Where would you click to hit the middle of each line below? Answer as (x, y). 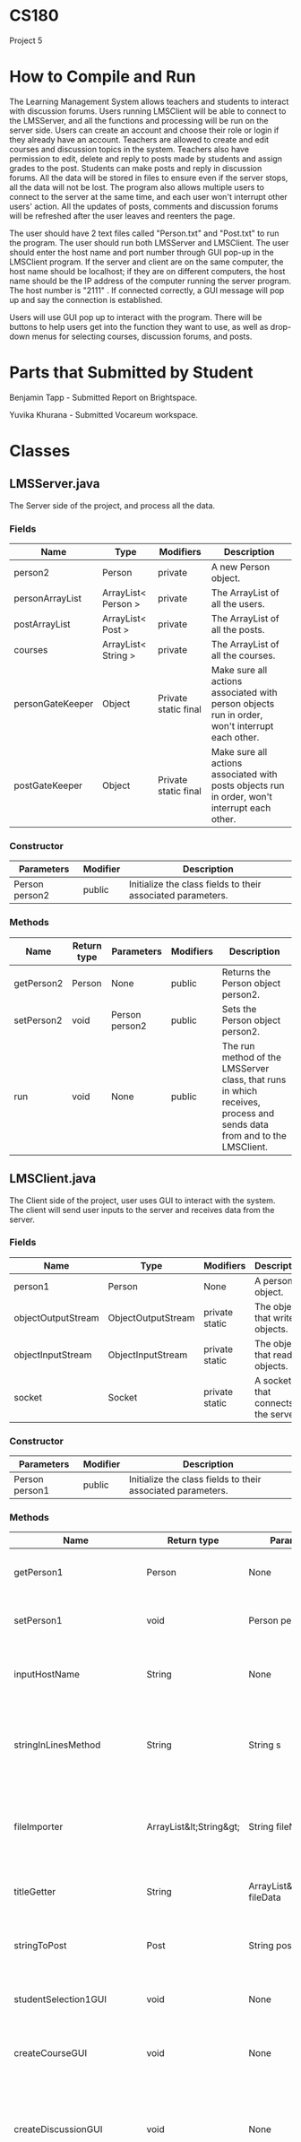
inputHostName (47, 1675)
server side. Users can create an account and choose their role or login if (144, 130)
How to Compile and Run (103, 77)
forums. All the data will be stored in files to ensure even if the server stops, (149, 178)
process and (248, 1113)
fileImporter (39, 1827)
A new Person (241, 568)
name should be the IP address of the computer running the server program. (150, 281)
